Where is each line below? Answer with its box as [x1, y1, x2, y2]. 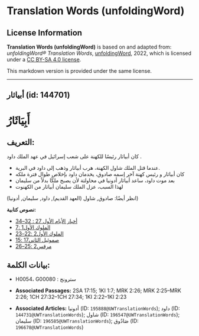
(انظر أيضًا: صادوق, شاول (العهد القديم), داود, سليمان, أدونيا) [6, 195, 139, 202]
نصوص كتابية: [6, 206, 36, 214]
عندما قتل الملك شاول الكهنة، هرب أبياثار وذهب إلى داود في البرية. [15, 164, 160, 172]
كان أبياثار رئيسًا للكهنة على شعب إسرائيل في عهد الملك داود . [6, 153, 142, 160]
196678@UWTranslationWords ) [15, 324, 84, 331]
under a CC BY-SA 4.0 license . [6, 56, 81, 63]
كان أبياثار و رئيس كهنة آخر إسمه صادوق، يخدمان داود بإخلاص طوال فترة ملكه [15, 170, 185, 178]
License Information [6, 28, 82, 38]
